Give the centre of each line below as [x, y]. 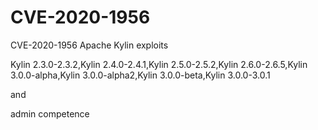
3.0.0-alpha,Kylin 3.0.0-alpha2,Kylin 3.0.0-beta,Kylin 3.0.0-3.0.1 [140, 75]
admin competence [50, 113]
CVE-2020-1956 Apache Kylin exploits [89, 45]
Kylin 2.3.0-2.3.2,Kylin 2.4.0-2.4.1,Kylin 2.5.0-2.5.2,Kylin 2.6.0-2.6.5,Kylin [159, 64]
